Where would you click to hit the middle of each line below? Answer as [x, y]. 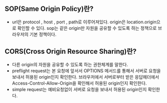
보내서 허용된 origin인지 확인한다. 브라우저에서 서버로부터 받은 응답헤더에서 [86, 77]
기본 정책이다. [43, 34]
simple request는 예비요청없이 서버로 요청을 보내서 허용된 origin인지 [79, 89]
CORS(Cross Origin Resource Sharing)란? [70, 51]
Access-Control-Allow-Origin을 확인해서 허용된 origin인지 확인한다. [79, 83]
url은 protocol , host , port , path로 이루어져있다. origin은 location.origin [84, 22]
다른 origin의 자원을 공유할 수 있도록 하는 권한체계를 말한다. [70, 64]
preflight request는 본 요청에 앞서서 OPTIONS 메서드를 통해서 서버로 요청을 [86, 71]
